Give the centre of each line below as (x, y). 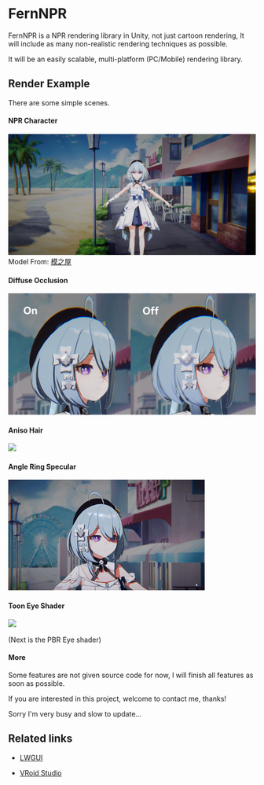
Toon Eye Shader (37, 606)
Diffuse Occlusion (38, 280)
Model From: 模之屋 (40, 262)
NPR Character (33, 121)
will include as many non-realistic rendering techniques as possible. (118, 43)
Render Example (49, 84)
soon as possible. (37, 683)
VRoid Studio (40, 772)
